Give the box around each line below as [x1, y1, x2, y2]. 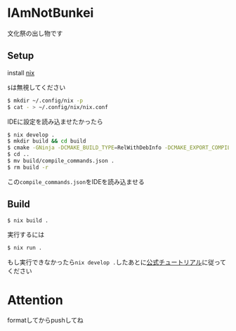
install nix [7, 68, 35, 77]
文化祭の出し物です [7, 29, 63, 37]
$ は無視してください [7, 83, 66, 91]
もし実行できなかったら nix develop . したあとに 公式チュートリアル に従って [7, 258, 227, 266]
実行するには [7, 231, 44, 239]
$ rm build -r [7, 164, 49, 171]
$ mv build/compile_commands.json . [7, 157, 114, 164]
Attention [7, 292, 63, 308]
